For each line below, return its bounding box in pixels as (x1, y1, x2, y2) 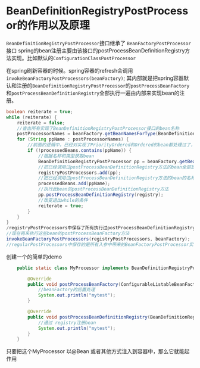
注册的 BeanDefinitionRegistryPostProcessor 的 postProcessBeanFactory (16, 82, 190, 89)
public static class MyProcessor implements (17, 265, 129, 271)
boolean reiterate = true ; (6, 108, 73, 114)
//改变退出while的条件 (37, 197, 88, 203)
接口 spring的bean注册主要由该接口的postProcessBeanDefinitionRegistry (6, 46, 185, 54)
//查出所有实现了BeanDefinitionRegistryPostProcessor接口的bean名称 (17, 125, 180, 132)
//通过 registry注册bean (37, 320, 96, 326)
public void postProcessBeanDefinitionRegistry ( (27, 314, 151, 320)
